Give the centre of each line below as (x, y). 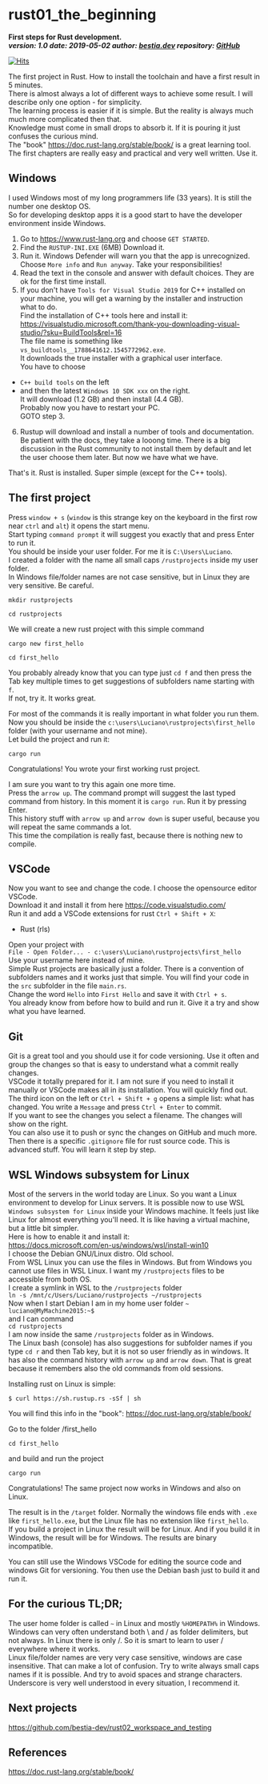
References (38, 1753)
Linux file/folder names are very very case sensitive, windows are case (125, 1657)
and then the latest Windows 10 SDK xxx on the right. (105, 390)
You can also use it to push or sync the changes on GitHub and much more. (133, 1132)
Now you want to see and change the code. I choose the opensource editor (133, 888)
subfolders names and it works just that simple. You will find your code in (129, 977)
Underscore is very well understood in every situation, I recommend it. (124, 1683)
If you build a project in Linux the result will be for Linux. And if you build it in (134, 1529)
